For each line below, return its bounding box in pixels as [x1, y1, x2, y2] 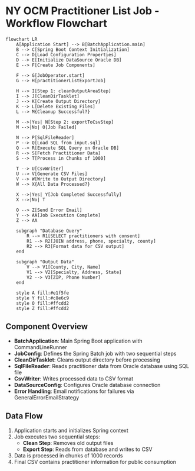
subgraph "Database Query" [16, 228, 82, 234]
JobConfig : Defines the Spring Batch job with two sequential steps [14, 350, 177, 357]
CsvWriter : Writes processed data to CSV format [14, 375, 134, 382]
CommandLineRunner [14, 343, 67, 350]
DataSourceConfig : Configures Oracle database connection [14, 381, 161, 388]
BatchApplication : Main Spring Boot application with [14, 337, 143, 344]
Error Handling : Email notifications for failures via [14, 388, 134, 395]
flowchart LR [5, 36, 38, 42]
